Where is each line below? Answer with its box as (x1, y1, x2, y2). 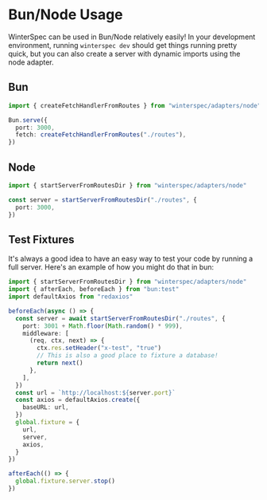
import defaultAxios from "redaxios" (8, 293, 133, 301)
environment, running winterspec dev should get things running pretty (8, 40, 238, 49)
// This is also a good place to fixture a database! (37, 352, 219, 360)
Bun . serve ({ (8, 116, 48, 124)
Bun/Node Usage (8, 6, 123, 24)
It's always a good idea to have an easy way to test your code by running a (8, 254, 253, 264)
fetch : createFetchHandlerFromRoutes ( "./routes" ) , (15, 131, 187, 139)
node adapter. (8, 57, 54, 67)
